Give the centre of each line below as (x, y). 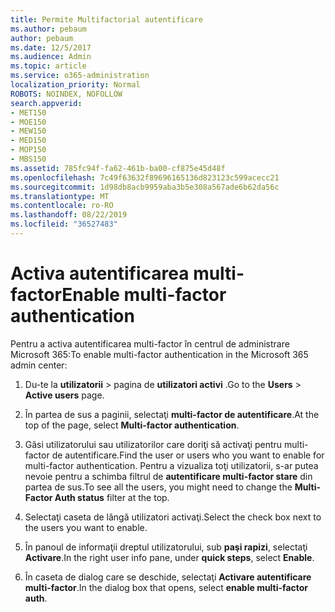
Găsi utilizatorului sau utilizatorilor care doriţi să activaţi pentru (153, 444)
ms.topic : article (48, 66)
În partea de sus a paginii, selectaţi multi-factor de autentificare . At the (172, 414)
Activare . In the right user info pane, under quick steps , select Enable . (169, 557)
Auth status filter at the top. (112, 497)
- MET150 (28, 112)
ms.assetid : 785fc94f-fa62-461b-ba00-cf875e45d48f (118, 168)
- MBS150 (28, 159)
